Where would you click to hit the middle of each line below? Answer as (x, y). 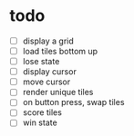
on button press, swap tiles (73, 102)
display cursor (50, 72)
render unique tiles (58, 92)
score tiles (42, 112)
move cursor (46, 82)
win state (40, 122)
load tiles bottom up (60, 51)
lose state (41, 62)
